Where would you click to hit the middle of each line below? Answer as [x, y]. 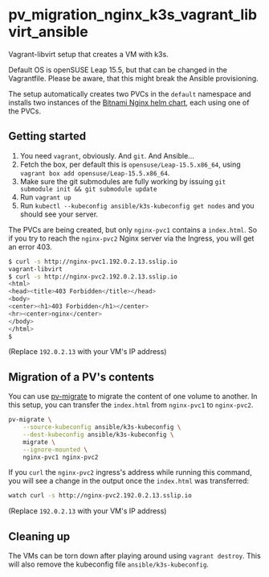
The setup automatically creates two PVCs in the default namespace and [130, 93]
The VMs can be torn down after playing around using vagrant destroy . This [134, 556]
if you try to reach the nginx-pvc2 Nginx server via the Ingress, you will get [131, 238]
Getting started [47, 136]
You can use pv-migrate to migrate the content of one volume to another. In [133, 397]
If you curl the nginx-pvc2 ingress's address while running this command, [130, 472]
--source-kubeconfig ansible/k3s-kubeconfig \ [102, 427]
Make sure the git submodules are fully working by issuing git [123, 181]
